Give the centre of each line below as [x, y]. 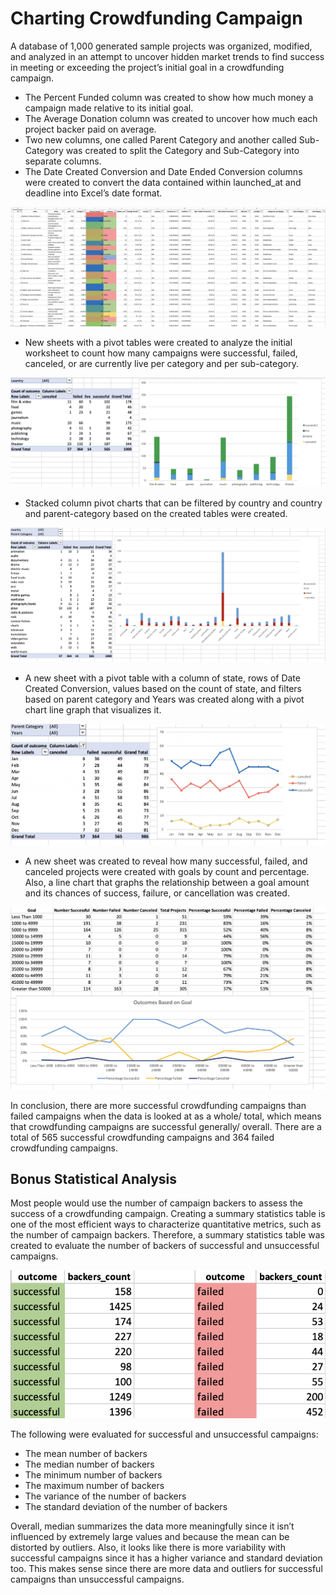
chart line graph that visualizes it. [93, 710]
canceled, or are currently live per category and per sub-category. [161, 363]
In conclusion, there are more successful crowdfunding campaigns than [158, 1105]
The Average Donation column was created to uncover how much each [171, 118]
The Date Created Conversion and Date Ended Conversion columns [163, 171]
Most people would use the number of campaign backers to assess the [156, 1203]
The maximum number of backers [94, 1486]
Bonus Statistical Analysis [94, 1179]
